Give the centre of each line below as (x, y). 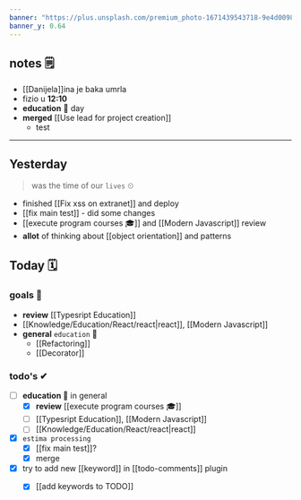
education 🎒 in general (64, 396)
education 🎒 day (53, 108)
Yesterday (39, 164)
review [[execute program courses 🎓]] (108, 406)
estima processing (56, 439)
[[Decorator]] (60, 353)
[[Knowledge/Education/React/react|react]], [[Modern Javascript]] (145, 324)
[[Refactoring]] (63, 343)
